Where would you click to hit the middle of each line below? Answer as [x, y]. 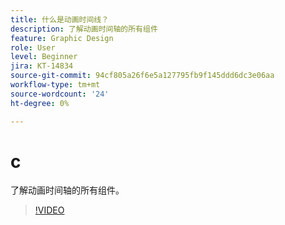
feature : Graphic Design [62, 38]
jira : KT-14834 [42, 66]
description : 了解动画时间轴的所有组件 [84, 29]
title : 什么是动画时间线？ [60, 19]
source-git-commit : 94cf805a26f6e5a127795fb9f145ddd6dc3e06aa [142, 76]
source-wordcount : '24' [60, 94]
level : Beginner [44, 57]
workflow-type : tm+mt [55, 85]
